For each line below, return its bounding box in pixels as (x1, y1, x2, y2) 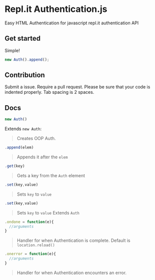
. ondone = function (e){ (4, 219, 54, 224)
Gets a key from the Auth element (16, 172, 85, 178)
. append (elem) (4, 145, 34, 150)
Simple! (4, 47, 20, 53)
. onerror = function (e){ (4, 252, 56, 257)
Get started (4, 34, 41, 43)
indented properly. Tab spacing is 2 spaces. (4, 89, 94, 95)
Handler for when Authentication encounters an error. (16, 270, 127, 276)
